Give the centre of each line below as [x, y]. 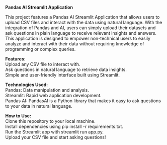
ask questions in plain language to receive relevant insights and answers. [81, 33]
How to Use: [18, 116]
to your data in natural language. [39, 106]
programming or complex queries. [40, 49]
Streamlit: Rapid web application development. [53, 95]
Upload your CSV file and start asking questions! [56, 137]
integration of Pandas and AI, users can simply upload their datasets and [80, 28]
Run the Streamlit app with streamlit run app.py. [55, 132]
